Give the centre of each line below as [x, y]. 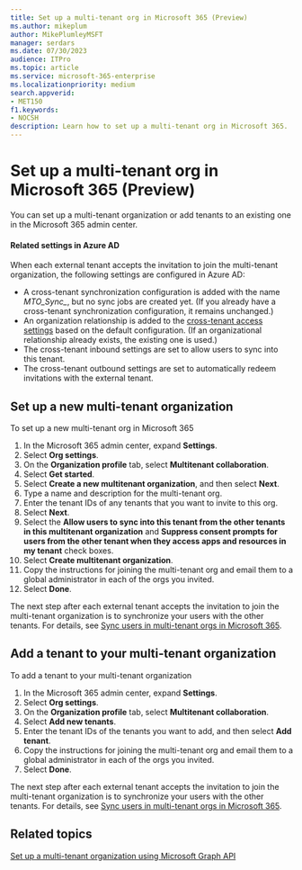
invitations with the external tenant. [88, 378]
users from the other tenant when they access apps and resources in [155, 541]
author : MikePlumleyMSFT [57, 34]
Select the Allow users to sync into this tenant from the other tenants [154, 522]
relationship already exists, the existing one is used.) [120, 340]
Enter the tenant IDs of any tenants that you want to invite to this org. [150, 502]
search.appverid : [43, 93]
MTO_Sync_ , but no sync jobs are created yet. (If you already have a [150, 301]
